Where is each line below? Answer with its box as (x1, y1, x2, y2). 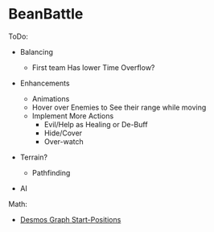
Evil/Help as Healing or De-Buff (43, 119, 148, 129)
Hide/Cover (43, 128, 83, 138)
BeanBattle (8, 5, 84, 23)
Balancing (19, 47, 54, 56)
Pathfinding (31, 168, 71, 177)
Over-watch (43, 136, 84, 146)
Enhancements (19, 78, 70, 88)
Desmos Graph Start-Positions (19, 214, 121, 224)
